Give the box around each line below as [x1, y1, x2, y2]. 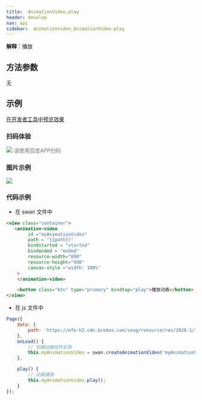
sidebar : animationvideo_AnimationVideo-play [6, 25, 125, 32]
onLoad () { [17, 338, 44, 345]
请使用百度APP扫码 [13, 147, 61, 154]
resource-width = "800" [28, 254, 82, 260]
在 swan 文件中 [14, 208, 53, 215]
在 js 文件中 [14, 304, 44, 312]
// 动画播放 [28, 372, 54, 378]
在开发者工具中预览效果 [6, 115, 64, 123]
